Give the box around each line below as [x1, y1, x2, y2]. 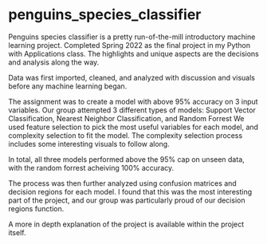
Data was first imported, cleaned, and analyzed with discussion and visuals [8, 73, 256, 82]
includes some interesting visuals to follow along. [8, 139, 170, 148]
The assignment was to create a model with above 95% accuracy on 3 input [8, 96, 258, 106]
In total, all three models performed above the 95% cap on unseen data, [8, 154, 245, 164]
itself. [8, 227, 26, 237]
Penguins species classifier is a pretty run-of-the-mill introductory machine [8, 32, 256, 41]
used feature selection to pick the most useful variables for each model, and [8, 122, 259, 132]
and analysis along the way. [8, 57, 100, 67]
